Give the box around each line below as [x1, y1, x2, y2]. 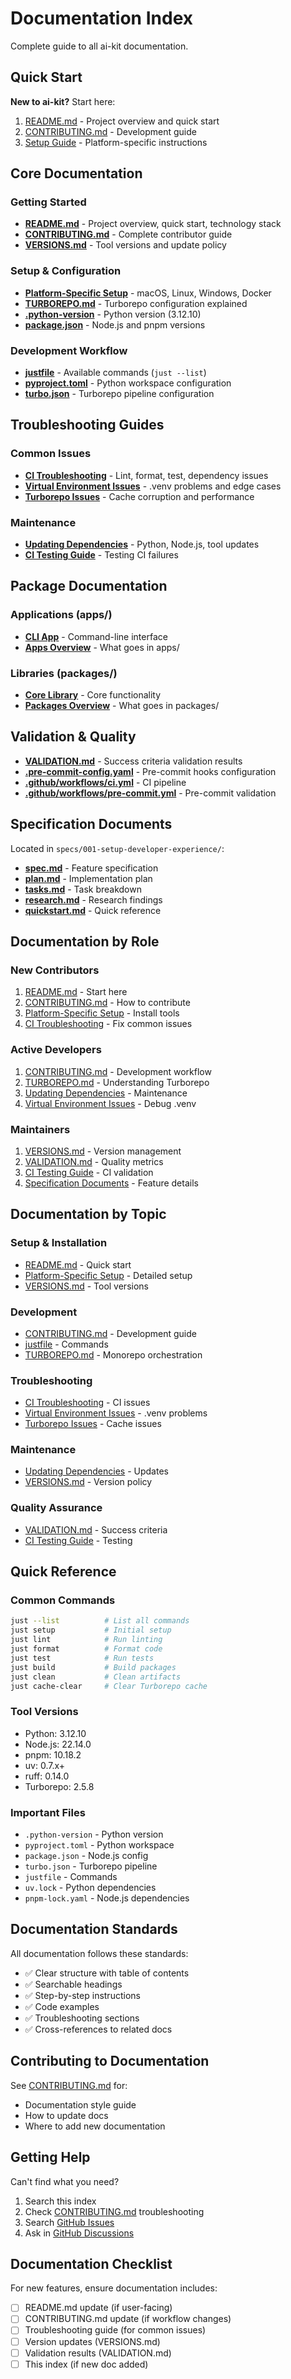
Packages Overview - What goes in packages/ [24, 700, 220, 711]
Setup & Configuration [10, 264, 122, 278]
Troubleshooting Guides [10, 417, 165, 434]
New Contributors [10, 963, 100, 977]
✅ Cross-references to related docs [24, 2023, 173, 2035]
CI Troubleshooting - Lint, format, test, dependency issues [24, 469, 269, 481]
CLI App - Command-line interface [24, 630, 168, 642]
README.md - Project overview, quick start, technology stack [24, 218, 282, 230]
